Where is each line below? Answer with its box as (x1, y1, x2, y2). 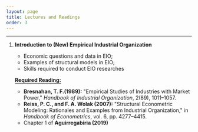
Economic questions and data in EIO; (23, 52, 113, 60)
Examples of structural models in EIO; (23, 59, 115, 66)
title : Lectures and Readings (6, 14, 81, 20)
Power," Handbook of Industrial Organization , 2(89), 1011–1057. (23, 94, 177, 101)
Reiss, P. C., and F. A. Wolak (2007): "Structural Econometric (23, 101, 173, 108)
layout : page (6, 8, 38, 15)
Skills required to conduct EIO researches (23, 65, 125, 72)
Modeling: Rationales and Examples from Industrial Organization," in (23, 107, 189, 114)
